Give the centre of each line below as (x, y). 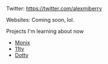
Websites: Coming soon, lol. (40, 20)
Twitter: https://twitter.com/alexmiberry (54, 9)
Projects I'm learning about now (45, 31)
